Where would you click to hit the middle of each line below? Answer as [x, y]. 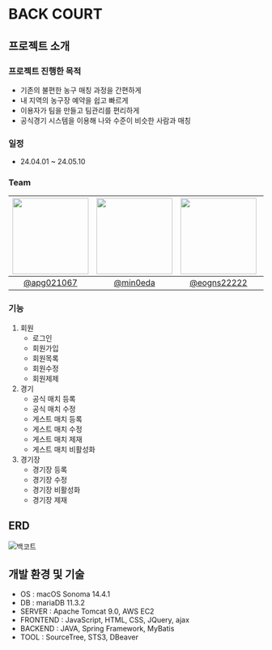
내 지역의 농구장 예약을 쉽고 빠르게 [74, 100]
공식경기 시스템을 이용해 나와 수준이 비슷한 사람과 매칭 [106, 120]
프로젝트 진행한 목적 [45, 71]
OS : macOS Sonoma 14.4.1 [65, 594]
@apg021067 [51, 283]
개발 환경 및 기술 [47, 574]
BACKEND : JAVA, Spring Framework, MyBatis [97, 629]
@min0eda [134, 283]
